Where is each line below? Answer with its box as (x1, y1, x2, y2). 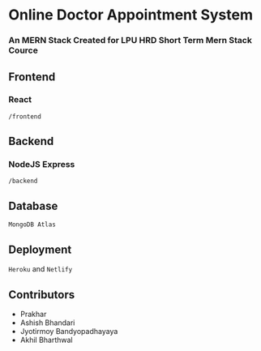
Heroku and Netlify (8, 264, 73, 274)
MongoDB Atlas (8, 220, 57, 229)
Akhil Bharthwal (19, 335, 73, 345)
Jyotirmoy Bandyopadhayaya (19, 326, 118, 336)
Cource (8, 45, 38, 56)
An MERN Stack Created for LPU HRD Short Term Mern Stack (8, 35, 253, 46)
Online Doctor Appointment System (8, 6, 254, 24)
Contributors (8, 288, 75, 302)
